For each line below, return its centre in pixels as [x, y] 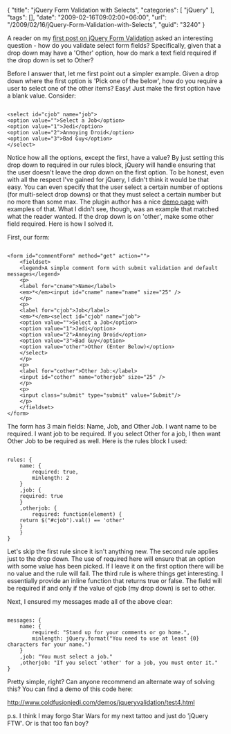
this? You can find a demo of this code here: [70, 689]
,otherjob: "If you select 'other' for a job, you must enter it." [119, 663]
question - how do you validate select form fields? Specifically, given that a [114, 45]
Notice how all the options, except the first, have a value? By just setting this [116, 158]
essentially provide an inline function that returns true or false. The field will [115, 581]
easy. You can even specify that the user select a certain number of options [115, 187]
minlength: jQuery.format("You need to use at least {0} [115, 638]
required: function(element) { [77, 514]
